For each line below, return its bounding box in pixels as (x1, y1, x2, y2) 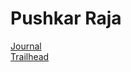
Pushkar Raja (10, 7, 122, 30)
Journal (10, 40, 42, 52)
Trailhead (10, 50, 50, 62)
